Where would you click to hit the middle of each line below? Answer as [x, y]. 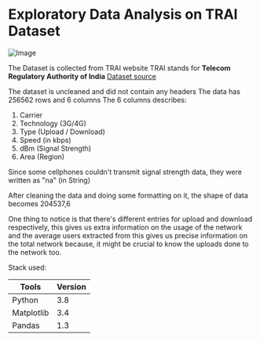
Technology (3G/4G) [53, 123]
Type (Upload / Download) [62, 132]
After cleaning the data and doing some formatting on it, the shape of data [128, 195]
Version [71, 286]
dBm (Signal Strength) [55, 148]
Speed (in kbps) [46, 140]
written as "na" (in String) [49, 180]
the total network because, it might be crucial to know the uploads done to [128, 244]
